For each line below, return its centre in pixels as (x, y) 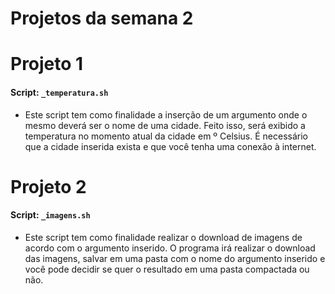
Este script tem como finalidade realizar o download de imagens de (163, 237)
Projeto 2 (48, 186)
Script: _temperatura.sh (59, 92)
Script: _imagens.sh (50, 215)
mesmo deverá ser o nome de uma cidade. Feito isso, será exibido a (165, 125)
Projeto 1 (47, 64)
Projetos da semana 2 (102, 18)
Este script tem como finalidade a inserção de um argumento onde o (166, 114)
